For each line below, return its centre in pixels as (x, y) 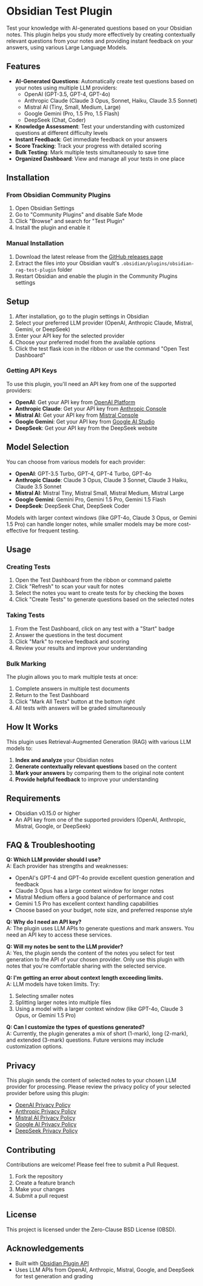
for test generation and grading (54, 1276)
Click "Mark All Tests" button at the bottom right (75, 701)
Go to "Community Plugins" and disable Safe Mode (79, 215)
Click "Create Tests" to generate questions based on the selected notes (105, 599)
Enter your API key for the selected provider (70, 335)
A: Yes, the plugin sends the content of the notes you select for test (90, 953)
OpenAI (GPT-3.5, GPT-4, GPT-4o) (67, 94)
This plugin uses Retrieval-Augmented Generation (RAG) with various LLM (99, 741)
